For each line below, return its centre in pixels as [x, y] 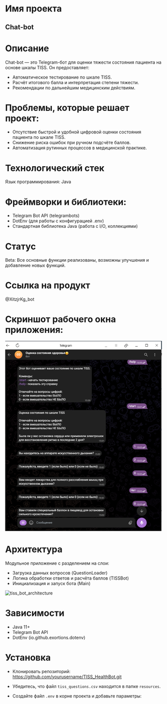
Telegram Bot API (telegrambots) [46, 216]
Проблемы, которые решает [67, 108]
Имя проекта [34, 9]
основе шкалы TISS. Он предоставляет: [47, 67]
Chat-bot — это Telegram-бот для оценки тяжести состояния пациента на [83, 62]
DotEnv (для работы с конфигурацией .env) [58, 221]
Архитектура [34, 550]
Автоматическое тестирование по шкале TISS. [62, 77]
